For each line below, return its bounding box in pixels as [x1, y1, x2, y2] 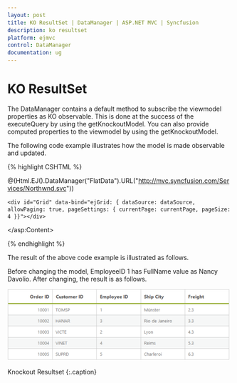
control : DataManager [7, 41, 72, 49]
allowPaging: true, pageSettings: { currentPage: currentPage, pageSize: [7, 206, 231, 213]
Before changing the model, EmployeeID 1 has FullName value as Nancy [7, 267, 218, 275]
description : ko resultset [7, 26, 88, 34]
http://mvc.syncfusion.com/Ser [138, 176, 230, 185]
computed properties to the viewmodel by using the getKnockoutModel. [7, 127, 218, 136]
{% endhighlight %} [7, 239, 65, 248]
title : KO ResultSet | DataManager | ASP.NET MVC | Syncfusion [7, 19, 199, 26]
